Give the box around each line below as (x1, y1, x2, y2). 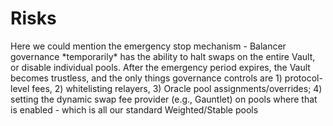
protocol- (284, 72, 323, 84)
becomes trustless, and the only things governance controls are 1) (10, 72, 283, 84)
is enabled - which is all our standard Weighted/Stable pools (10, 103, 259, 116)
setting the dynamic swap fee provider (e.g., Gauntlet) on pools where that (10, 93, 318, 105)
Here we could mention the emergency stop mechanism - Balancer (10, 40, 287, 52)
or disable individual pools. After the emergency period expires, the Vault (10, 61, 311, 73)
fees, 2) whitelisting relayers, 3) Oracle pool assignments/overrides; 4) (31, 82, 323, 94)
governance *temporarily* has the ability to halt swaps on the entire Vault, (10, 50, 316, 62)
